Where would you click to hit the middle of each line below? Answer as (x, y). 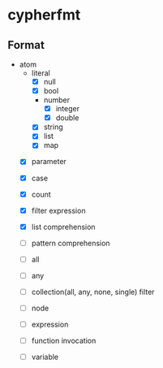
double (67, 118)
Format (26, 45)
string (53, 127)
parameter (49, 162)
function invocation (64, 341)
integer (68, 109)
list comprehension (63, 227)
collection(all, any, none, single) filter (93, 292)
